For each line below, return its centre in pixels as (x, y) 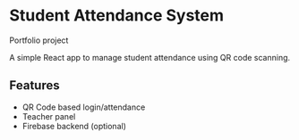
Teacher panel (49, 116)
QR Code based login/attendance (84, 107)
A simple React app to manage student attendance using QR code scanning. (150, 57)
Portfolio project (39, 40)
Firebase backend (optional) (74, 126)
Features (34, 86)
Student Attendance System (117, 16)
